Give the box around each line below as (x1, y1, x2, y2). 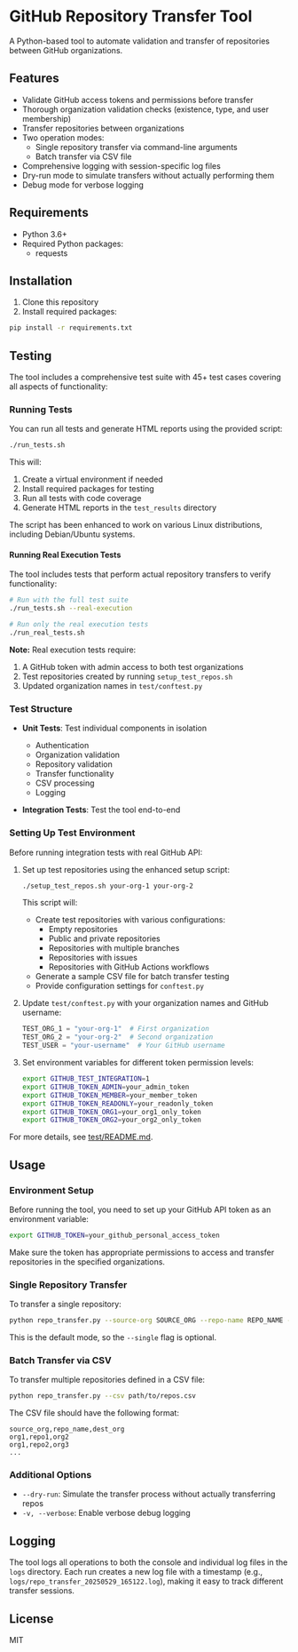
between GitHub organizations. (9, 44, 123, 55)
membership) (21, 113, 72, 124)
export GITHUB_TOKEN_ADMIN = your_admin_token (21, 1082, 190, 1091)
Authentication (35, 740, 90, 751)
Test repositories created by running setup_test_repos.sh (21, 671, 233, 682)
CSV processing (35, 778, 95, 788)
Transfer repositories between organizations (21, 123, 184, 133)
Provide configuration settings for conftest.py (35, 980, 204, 992)
